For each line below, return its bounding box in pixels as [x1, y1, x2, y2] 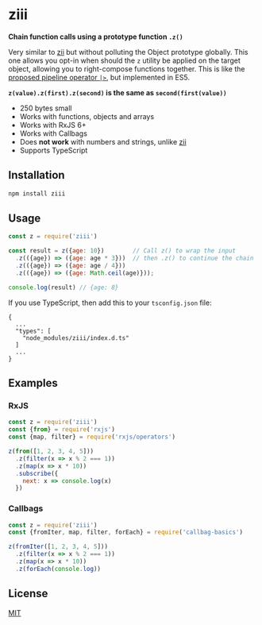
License [8, 587, 48, 600]
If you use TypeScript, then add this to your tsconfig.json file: [8, 298, 212, 307]
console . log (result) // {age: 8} [8, 284, 119, 291]
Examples [8, 376, 58, 390]
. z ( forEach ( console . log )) [15, 565, 102, 573]
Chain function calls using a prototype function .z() [8, 32, 183, 41]
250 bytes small [19, 103, 73, 113]
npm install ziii [8, 189, 66, 198]
